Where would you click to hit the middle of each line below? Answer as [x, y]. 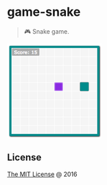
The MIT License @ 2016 [42, 174]
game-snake [44, 12]
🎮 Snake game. [47, 31]
